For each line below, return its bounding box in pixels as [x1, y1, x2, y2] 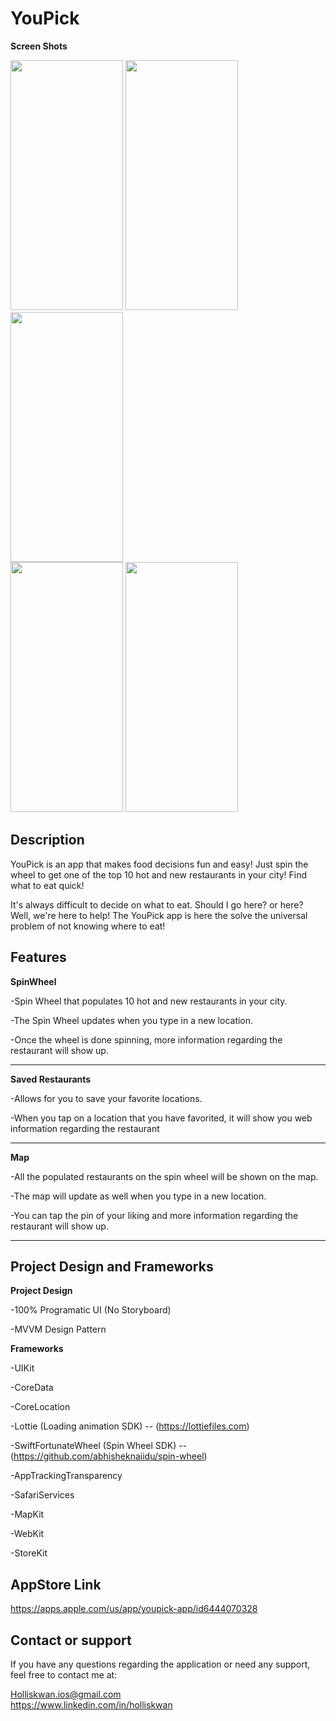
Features [10, 949, 67, 966]
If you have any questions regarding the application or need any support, [10, 1658, 311, 1670]
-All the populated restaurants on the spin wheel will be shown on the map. [10, 1170, 319, 1182]
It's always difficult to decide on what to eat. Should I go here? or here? [10, 898, 304, 911]
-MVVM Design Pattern [10, 1323, 107, 1336]
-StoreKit [10, 1547, 48, 1559]
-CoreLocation [10, 1401, 71, 1413]
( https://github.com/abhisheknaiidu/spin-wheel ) [10, 1450, 208, 1462]
